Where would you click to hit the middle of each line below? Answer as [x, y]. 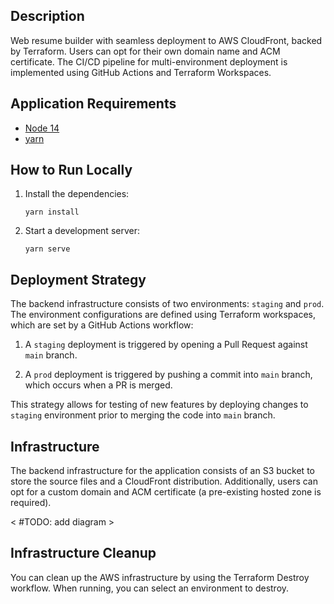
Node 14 [42, 128]
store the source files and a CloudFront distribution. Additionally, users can [164, 481]
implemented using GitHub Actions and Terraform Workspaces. [141, 72]
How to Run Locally [71, 170]
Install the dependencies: [77, 194]
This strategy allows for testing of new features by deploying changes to [159, 405]
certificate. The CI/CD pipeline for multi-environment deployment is [149, 61]
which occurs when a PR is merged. [98, 385]
